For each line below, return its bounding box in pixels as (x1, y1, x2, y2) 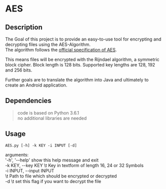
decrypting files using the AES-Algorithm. (5, 41, 91, 47)
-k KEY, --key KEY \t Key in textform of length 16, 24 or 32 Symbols (5, 162, 144, 168)
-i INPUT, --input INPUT (5, 167, 54, 173)
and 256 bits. (5, 67, 32, 73)
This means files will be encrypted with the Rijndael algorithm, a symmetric (5, 56, 160, 62)
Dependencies (5, 96, 51, 105)
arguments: (5, 151, 29, 157)
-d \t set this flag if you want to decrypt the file (5, 178, 101, 184)
